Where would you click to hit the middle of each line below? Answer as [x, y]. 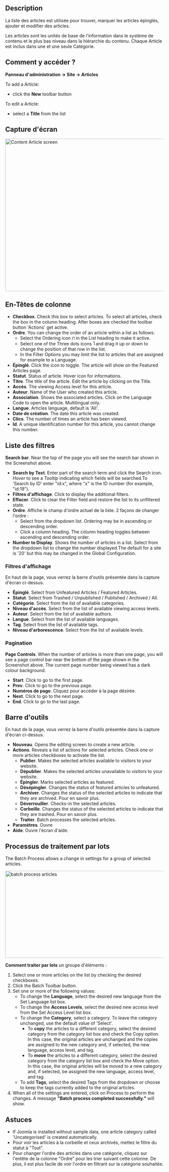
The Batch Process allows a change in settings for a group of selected [78, 858]
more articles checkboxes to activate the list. [59, 755]
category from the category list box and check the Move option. [94, 1061]
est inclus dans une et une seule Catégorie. [50, 46]
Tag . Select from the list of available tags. [56, 625]
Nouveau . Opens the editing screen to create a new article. [74, 745]
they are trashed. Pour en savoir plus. [59, 814]
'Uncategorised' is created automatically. [55, 1137]
